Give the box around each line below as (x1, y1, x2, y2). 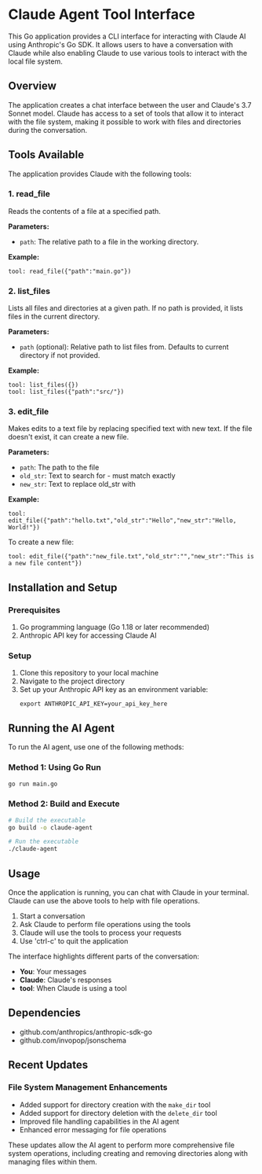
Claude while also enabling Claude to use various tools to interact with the (8, 48, 248, 57)
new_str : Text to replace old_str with (19, 480, 136, 489)
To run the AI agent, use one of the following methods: (8, 742, 184, 752)
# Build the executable (8, 816, 86, 824)
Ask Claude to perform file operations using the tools (19, 920, 191, 929)
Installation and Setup (8, 580, 118, 594)
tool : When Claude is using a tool (19, 984, 127, 993)
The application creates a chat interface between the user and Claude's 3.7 (8, 100, 252, 109)
